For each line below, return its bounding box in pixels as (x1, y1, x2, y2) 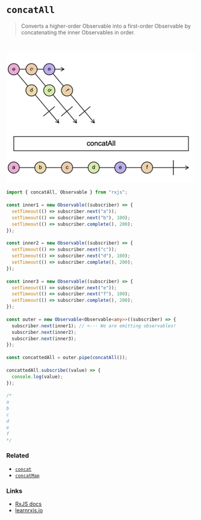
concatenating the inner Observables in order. (20, 28, 135, 36)
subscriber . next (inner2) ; (11, 329, 77, 335)
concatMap (14, 472, 40, 478)
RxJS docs (14, 500, 42, 508)
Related (6, 451, 29, 460)
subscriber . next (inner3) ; (11, 336, 77, 342)
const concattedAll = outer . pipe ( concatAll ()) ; (6, 355, 128, 361)
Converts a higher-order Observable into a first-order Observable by (20, 22, 191, 30)
